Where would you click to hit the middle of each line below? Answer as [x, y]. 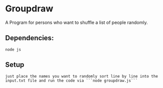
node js [13, 49]
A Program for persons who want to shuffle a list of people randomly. [76, 22]
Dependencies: [30, 38]
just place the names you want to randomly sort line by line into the [81, 76]
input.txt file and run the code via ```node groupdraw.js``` [71, 81]
